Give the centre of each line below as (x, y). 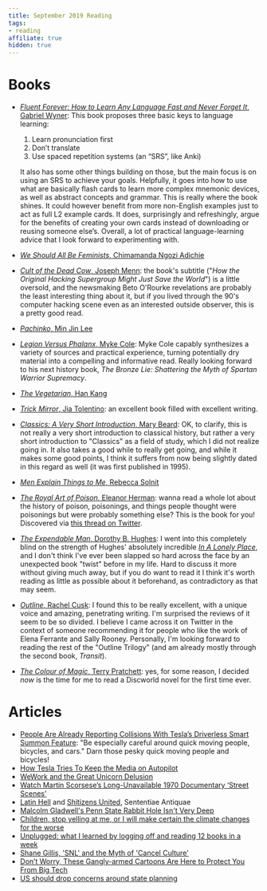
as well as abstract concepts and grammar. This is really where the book (139, 197)
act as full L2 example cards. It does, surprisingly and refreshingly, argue (139, 214)
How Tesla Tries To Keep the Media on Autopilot (99, 768)
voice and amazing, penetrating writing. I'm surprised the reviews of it (135, 614)
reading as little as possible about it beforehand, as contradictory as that (139, 581)
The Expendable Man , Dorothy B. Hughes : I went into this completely (133, 539)
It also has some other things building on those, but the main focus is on (138, 172)
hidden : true (30, 46)
